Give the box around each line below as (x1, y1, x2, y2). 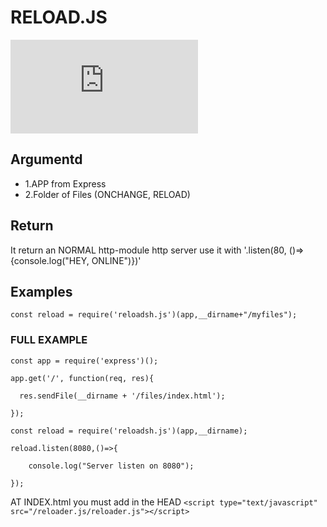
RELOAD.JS (10, 6, 108, 29)
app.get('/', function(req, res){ (10, 373, 155, 383)
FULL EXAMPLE (10, 333, 88, 347)
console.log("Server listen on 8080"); (28, 461, 195, 471)
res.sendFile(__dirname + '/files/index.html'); (19, 391, 226, 401)
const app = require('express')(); (10, 356, 159, 366)
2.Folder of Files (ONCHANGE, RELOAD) (24, 188, 191, 200)
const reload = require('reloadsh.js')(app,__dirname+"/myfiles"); (10, 310, 298, 320)
